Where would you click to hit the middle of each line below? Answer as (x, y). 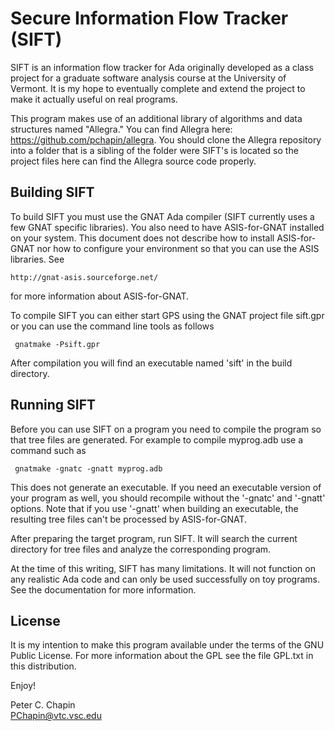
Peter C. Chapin (43, 705)
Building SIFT (52, 192)
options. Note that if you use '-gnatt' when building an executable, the (154, 508)
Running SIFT (53, 405)
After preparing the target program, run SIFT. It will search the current (154, 538)
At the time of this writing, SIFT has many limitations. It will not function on (163, 568)
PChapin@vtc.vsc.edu (56, 716)
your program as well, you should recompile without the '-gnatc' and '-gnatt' (168, 498)
